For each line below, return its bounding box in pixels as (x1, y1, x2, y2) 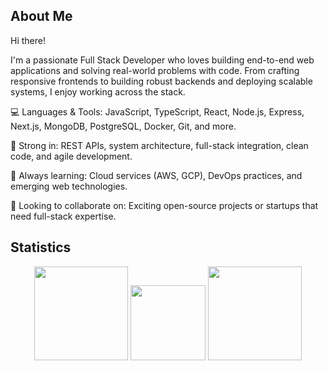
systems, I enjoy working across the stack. (10, 85, 186, 98)
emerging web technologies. (10, 180, 128, 192)
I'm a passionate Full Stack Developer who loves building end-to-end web (10, 54, 315, 66)
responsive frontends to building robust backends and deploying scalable (10, 75, 313, 87)
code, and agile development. (10, 150, 133, 162)
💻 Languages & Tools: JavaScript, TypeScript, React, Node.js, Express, (10, 105, 305, 118)
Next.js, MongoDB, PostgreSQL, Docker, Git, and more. (10, 120, 237, 132)
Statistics (10, 239, 72, 256)
